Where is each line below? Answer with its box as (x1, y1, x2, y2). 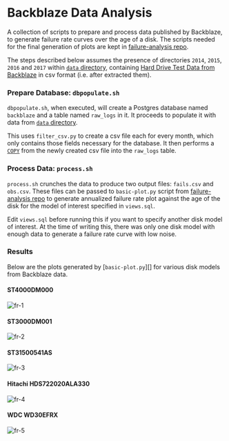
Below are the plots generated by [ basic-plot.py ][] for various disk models (7, 262, 221, 271)
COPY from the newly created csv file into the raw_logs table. (7, 147, 177, 155)
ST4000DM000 (7, 286, 54, 294)
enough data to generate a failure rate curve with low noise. (7, 230, 177, 238)
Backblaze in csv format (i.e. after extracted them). (7, 71, 152, 79)
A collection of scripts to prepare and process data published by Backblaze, (7, 28, 223, 36)
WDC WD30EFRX (7, 411, 59, 420)
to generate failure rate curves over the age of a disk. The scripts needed (7, 35, 215, 43)
